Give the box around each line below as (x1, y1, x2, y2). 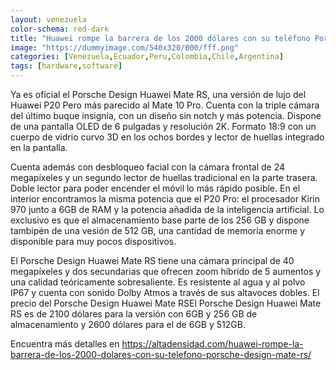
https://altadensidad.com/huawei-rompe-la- (121, 338, 304, 350)
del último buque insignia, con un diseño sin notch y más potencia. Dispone (10, 110, 322, 121)
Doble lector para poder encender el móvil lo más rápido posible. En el (10, 182, 301, 194)
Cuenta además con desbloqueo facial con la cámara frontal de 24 (10, 161, 286, 173)
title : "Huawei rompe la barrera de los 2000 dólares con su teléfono (10, 33, 311, 43)
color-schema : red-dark (10, 24, 110, 34)
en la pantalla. (10, 142, 68, 153)
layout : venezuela (10, 14, 87, 25)
